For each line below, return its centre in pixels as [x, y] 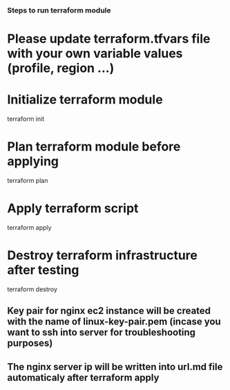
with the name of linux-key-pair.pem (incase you [114, 322]
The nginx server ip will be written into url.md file [115, 367]
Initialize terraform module [85, 100]
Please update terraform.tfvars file [109, 39]
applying [33, 162]
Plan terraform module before [94, 147]
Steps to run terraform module [59, 10]
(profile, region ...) [61, 68]
